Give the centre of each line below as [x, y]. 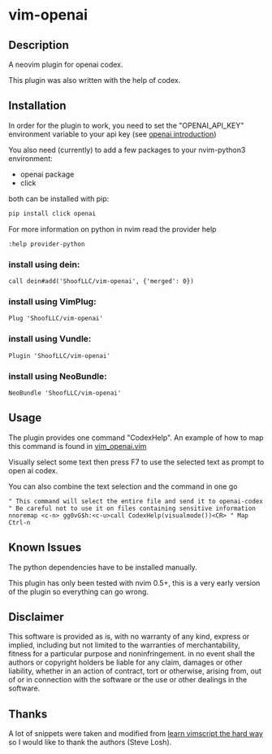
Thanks [28, 714]
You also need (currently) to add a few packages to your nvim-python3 [127, 150]
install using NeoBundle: [58, 376]
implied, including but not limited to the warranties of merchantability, [125, 645]
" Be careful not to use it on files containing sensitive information [132, 508]
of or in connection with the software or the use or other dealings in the [128, 680]
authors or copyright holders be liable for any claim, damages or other [126, 662]
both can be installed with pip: [59, 198]
